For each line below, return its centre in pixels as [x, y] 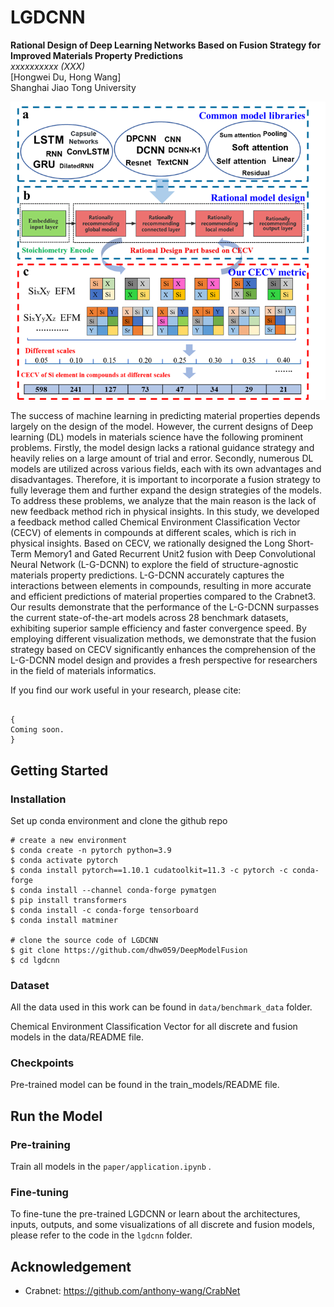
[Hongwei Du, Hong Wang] [66, 77]
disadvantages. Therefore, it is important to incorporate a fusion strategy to [165, 480]
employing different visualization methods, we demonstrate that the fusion [163, 639]
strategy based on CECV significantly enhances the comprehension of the [163, 650]
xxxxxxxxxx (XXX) [48, 66]
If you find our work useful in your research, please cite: [126, 690]
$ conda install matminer [64, 920]
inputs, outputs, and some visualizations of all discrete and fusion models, [163, 1225]
